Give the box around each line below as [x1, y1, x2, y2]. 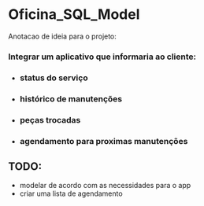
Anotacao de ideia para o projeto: [8, 31, 117, 41]
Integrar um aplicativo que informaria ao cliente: [8, 51, 197, 62]
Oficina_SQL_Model [8, 6, 140, 24]
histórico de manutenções [19, 93, 123, 104]
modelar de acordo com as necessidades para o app [19, 181, 191, 190]
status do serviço [19, 72, 88, 83]
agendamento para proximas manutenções [19, 135, 188, 146]
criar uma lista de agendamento [19, 189, 124, 198]
